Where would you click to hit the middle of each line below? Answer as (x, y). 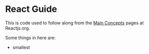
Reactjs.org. (18, 28)
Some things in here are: (31, 38)
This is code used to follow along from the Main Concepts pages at (74, 23)
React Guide (31, 9)
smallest (21, 47)
